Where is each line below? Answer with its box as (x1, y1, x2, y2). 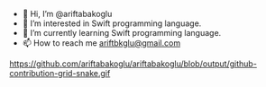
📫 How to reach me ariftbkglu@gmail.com (22, 38, 181, 48)
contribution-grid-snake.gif (9, 68, 111, 78)
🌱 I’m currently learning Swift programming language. (22, 28, 222, 38)
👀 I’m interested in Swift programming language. (22, 18, 202, 29)
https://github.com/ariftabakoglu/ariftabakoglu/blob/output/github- (9, 58, 257, 69)
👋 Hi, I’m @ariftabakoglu (22, 9, 113, 19)
